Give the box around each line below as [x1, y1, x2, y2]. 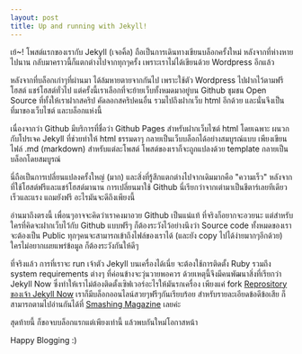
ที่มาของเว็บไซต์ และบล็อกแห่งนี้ [10, 104, 102, 115]
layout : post [10, 13, 59, 23]
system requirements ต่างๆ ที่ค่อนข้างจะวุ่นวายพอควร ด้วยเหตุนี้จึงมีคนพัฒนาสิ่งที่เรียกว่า [10, 268, 282, 279]
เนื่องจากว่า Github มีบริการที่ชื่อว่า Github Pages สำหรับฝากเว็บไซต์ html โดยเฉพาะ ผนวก [10, 123, 290, 133]
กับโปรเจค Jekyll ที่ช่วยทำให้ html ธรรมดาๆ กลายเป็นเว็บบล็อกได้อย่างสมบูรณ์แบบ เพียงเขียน [10, 132, 288, 144]
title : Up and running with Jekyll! [10, 22, 147, 31]
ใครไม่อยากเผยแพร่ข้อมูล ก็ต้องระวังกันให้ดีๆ [10, 240, 139, 250]
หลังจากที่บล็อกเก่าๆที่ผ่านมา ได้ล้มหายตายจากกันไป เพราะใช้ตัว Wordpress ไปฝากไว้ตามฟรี [10, 74, 284, 86]
